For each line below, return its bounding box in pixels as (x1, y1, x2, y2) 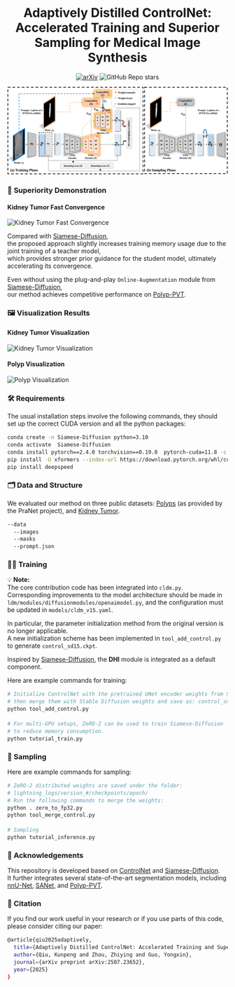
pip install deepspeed (7, 463, 73, 470)
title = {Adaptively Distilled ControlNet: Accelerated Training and (13, 944, 215, 951)
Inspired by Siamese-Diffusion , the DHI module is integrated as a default (7, 655, 216, 664)
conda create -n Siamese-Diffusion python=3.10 (7, 434, 149, 441)
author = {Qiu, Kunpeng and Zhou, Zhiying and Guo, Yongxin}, (13, 951, 192, 958)
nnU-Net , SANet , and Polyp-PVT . (7, 881, 104, 890)
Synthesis (87, 50, 148, 66)
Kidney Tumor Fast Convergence (7, 203, 105, 211)
